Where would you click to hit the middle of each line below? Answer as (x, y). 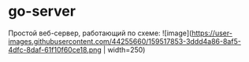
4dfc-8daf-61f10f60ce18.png (55, 49)
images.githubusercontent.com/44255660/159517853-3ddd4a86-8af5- (125, 41)
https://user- (212, 33)
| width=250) (124, 49)
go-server (42, 11)
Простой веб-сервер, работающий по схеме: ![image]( (100, 33)
